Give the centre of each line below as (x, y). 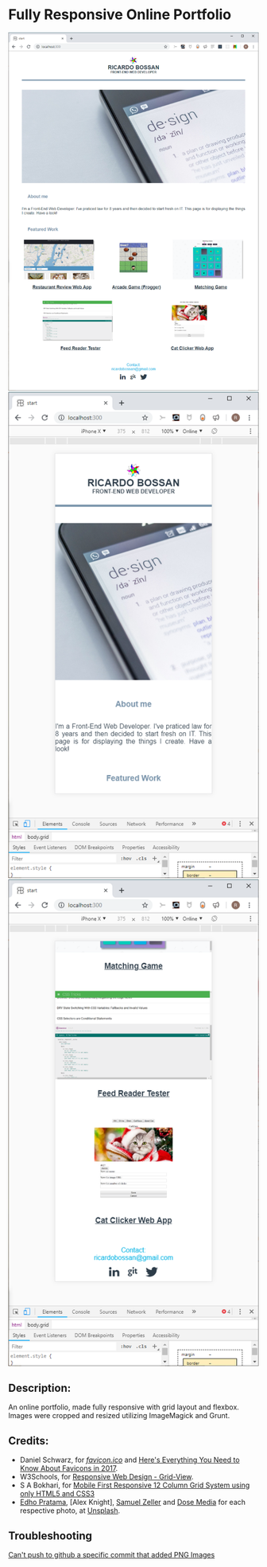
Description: (40, 1388)
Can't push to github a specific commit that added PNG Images (112, 1555)
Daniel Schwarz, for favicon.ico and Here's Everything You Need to (130, 1460)
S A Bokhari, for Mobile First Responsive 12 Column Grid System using (135, 1485)
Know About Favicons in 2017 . (69, 1468)
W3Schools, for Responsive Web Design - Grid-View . (106, 1477)
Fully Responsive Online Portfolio (120, 15)
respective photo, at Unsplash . (70, 1510)
